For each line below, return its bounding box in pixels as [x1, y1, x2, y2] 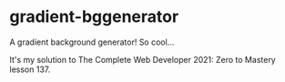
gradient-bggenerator [9, 6, 179, 27]
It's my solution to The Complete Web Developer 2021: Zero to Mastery [9, 54, 276, 65]
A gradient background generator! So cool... [9, 36, 175, 47]
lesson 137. [9, 64, 51, 75]
